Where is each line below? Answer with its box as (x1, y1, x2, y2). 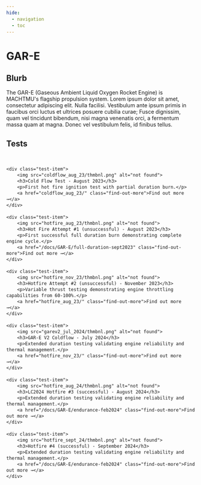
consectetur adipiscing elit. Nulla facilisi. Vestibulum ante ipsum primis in (6, 102, 187, 109)
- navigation (11, 16, 45, 22)
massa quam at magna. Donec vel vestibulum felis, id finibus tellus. (6, 121, 173, 128)
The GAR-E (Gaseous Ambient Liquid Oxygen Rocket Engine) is (6, 89, 163, 96)
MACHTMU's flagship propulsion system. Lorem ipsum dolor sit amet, (6, 95, 179, 102)
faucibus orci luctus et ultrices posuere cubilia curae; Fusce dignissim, (6, 108, 181, 116)
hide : (6, 10, 20, 16)
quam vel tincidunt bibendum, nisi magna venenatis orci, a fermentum (6, 114, 179, 122)
